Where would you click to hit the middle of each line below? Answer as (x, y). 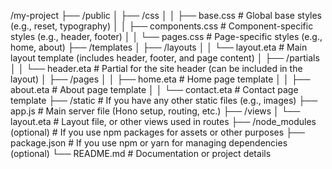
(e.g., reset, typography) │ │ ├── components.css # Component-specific (162, 26)
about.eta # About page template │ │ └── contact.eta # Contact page (154, 89)
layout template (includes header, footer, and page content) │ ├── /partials (165, 58)
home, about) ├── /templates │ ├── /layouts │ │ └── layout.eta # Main (159, 47)
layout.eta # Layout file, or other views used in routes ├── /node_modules (163, 121)
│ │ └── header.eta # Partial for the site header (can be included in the (156, 68)
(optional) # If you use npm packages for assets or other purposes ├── (157, 132)
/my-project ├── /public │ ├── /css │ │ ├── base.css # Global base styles (166, 15)
